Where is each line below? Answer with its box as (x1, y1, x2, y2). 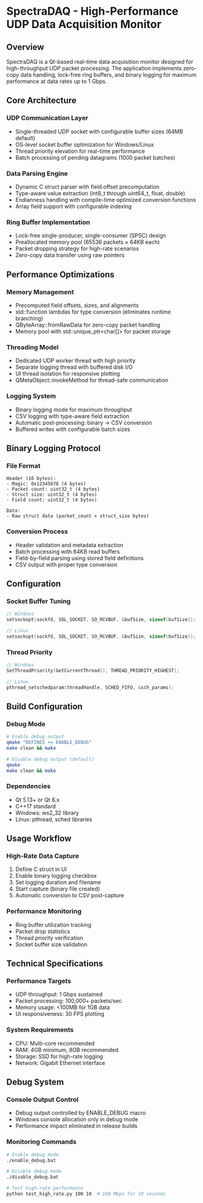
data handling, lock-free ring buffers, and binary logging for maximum (20, 71, 197, 78)
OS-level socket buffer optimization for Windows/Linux (15, 141, 155, 148)
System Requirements (6, 1026, 74, 1034)
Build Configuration (6, 701, 83, 711)
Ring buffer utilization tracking (15, 921, 92, 928)
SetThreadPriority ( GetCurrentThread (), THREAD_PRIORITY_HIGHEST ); (6, 667, 180, 673)
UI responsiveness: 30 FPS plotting (15, 1010, 104, 1018)
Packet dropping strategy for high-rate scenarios (15, 245, 139, 252)
